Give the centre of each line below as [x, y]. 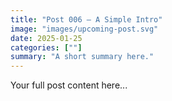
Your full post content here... [69, 85]
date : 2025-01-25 [46, 38]
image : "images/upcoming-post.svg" [84, 29]
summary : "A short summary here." [82, 57]
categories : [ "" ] [46, 47]
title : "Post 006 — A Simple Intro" [86, 19]
